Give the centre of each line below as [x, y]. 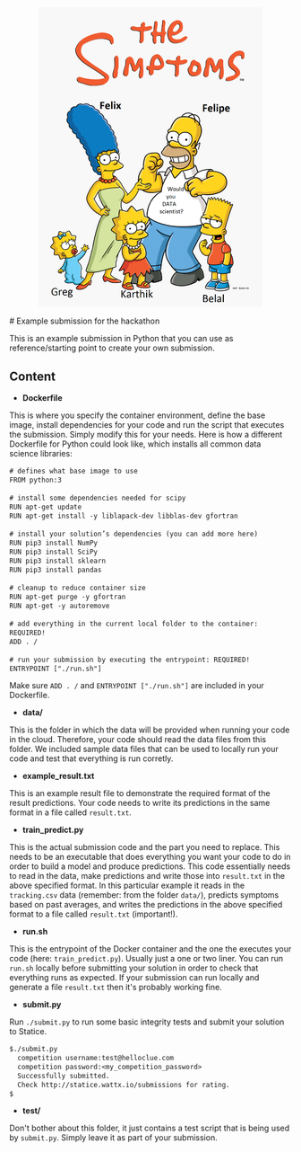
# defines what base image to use [74, 471]
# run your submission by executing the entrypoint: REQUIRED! [130, 660]
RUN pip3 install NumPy [54, 543]
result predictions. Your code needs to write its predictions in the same [140, 803]
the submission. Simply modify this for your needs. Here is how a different [146, 435]
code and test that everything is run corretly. [91, 758]
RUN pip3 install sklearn [57, 561]
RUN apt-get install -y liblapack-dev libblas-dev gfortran [124, 516]
